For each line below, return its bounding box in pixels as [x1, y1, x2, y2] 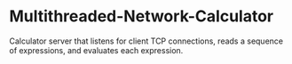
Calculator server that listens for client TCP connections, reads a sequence [9, 36, 284, 46]
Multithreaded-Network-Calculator [9, 6, 273, 27]
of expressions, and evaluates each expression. [9, 44, 184, 55]
